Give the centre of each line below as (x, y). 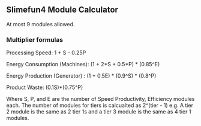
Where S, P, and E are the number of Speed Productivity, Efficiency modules (100, 99)
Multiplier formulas (35, 39)
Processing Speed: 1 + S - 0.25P (46, 53)
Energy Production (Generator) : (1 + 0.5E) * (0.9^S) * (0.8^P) (81, 76)
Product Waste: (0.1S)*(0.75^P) (45, 87)
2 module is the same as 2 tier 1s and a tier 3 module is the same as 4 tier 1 (99, 112)
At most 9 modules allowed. (40, 24)
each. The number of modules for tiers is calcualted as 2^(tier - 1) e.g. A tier (100, 105)
